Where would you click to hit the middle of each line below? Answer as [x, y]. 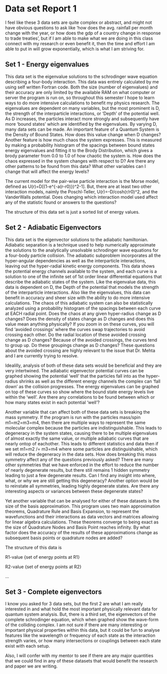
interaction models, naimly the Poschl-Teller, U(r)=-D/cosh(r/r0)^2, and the [82, 191]
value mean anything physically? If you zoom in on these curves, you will [80, 324]
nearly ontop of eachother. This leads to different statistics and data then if [82, 443]
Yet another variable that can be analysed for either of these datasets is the [82, 501]
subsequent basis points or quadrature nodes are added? [64, 538]
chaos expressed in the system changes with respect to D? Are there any [80, 161]
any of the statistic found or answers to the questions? [61, 202]
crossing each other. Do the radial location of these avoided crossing [76, 335]
